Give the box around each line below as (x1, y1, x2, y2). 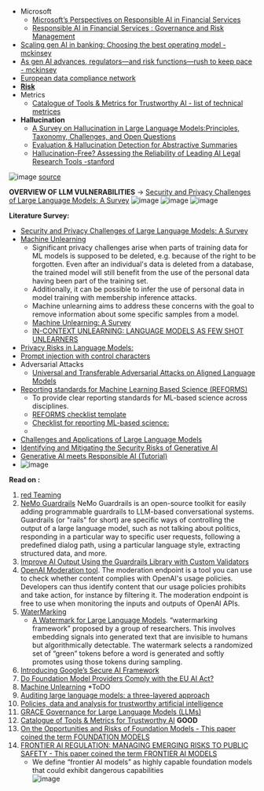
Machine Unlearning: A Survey (31, 318, 132, 327)
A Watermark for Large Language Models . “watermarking (31, 616, 218, 624)
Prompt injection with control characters (20, 351, 151, 361)
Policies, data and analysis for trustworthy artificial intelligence (20, 699, 224, 708)
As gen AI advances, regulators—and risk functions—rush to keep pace (20, 57, 252, 66)
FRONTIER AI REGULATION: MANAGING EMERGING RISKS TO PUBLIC (20, 741, 248, 749)
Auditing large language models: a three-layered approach (20, 690, 211, 700)
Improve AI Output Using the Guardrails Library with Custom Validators (20, 557, 250, 566)
